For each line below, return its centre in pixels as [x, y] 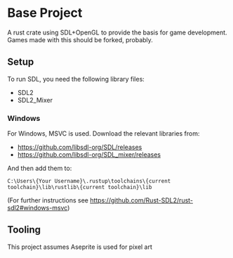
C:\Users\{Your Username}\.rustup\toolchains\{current [89, 181]
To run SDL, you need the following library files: [76, 79]
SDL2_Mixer [35, 100]
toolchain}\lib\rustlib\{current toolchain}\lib [80, 188]
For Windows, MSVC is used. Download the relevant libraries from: [104, 134]
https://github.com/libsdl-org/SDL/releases [80, 147]
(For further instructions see [48, 200]
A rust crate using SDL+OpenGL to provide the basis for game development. [117, 32]
